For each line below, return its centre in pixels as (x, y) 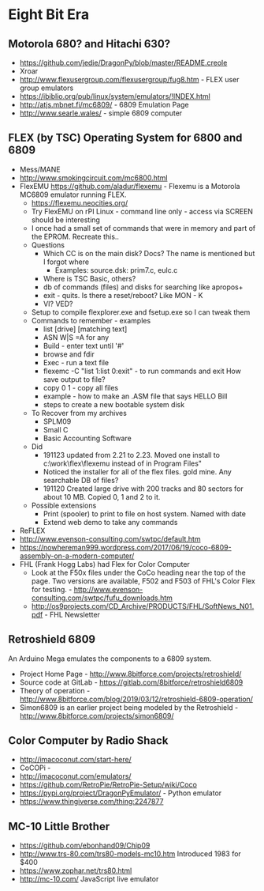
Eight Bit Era (48, 15)
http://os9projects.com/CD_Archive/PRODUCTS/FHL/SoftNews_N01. (143, 606)
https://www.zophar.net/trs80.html (76, 870)
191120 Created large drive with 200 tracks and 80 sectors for (143, 489)
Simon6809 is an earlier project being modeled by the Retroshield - (129, 707)
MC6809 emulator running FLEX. (73, 194)
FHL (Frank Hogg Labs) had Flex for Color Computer (105, 564)
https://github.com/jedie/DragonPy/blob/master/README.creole (123, 62)
